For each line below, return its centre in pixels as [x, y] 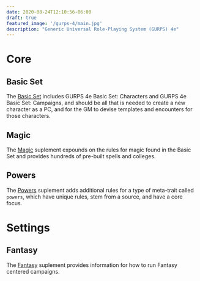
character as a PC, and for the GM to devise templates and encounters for [99, 109]
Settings [28, 228]
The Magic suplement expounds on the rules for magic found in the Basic [99, 150]
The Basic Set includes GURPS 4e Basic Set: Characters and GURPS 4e [96, 97]
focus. [14, 203]
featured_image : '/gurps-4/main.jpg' [54, 23]
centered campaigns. [33, 271]
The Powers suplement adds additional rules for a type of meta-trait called [100, 190]
